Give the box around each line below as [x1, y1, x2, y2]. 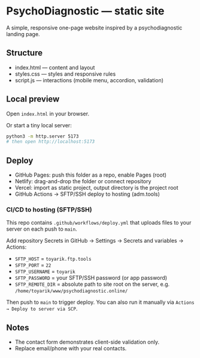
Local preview [6, 94, 60, 105]
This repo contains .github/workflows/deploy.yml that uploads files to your [6, 219, 192, 226]
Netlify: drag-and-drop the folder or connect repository [14, 178, 151, 185]
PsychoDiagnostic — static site [6, 4, 165, 18]
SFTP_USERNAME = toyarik [14, 268, 76, 275]
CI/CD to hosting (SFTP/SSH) [6, 205, 92, 214]
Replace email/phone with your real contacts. [14, 345, 127, 352]
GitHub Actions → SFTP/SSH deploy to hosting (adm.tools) [14, 190, 160, 198]
